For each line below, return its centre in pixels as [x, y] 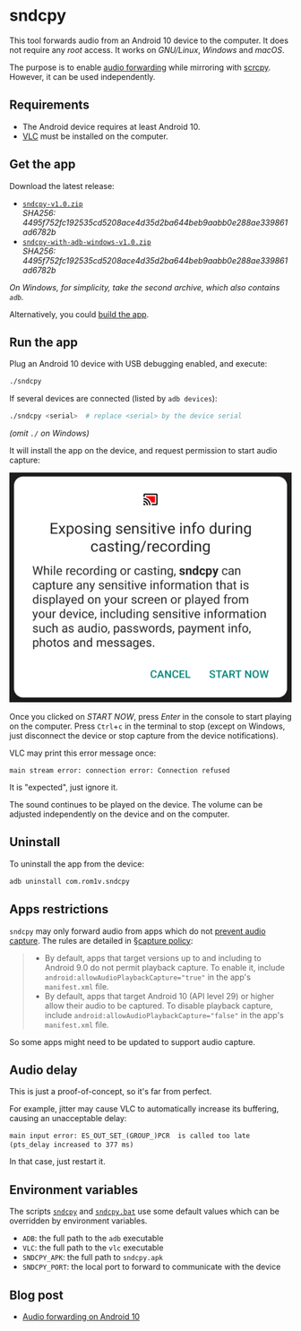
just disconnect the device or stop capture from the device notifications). [144, 736]
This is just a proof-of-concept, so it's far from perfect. [111, 1092]
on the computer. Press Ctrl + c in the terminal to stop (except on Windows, [147, 726]
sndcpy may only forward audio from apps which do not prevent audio [138, 931]
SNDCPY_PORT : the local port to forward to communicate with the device [151, 1267]
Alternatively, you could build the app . [79, 314]
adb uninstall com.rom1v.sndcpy [69, 881]
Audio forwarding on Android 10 [81, 1316]
